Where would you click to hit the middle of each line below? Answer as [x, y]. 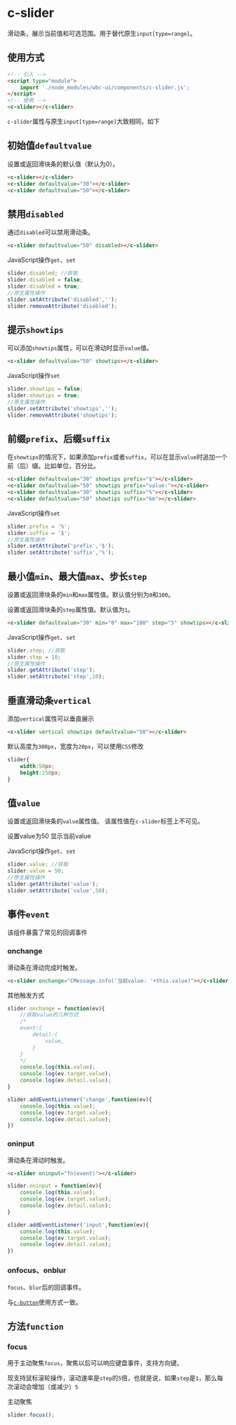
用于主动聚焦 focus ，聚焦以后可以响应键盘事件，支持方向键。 [95, 1363]
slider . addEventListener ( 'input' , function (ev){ [78, 1225]
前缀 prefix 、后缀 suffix [59, 439]
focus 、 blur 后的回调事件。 [46, 1287]
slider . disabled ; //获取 [42, 273]
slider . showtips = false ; [45, 389]
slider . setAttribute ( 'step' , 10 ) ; [56, 677]
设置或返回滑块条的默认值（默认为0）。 [63, 164]
